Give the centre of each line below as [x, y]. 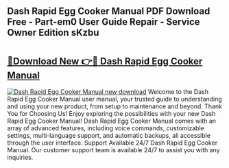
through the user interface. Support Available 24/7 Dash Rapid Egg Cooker [112, 143]
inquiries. [20, 157]
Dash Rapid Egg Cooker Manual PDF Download [109, 11]
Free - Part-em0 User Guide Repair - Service [104, 22]
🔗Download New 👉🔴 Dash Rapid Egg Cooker [105, 61]
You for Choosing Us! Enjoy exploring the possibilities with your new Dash [111, 113]
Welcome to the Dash [178, 92]
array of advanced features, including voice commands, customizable [106, 128]
